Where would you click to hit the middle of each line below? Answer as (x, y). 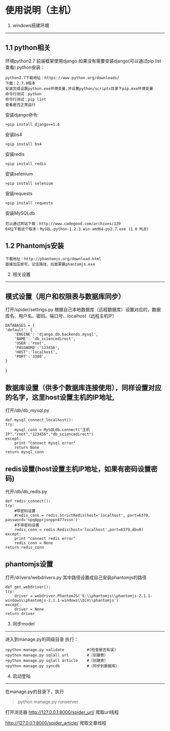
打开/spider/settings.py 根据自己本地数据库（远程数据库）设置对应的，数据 (83, 309)
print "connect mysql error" (45, 443)
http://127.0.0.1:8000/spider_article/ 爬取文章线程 (56, 723)
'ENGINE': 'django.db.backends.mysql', (56, 335)
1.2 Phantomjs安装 (35, 246)
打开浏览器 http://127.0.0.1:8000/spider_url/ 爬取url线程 (62, 712)
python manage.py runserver (48, 702)
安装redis (15, 154)
